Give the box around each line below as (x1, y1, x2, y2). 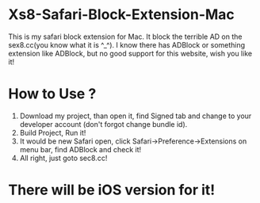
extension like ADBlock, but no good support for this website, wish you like (8, 48, 252, 58)
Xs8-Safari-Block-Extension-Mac (8, 6, 235, 24)
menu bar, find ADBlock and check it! (19, 144, 142, 154)
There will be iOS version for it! (8, 181, 216, 199)
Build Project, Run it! (19, 128, 86, 137)
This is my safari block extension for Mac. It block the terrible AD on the (8, 32, 243, 41)
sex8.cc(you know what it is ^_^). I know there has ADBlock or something (8, 40, 246, 49)
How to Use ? (8, 85, 97, 103)
